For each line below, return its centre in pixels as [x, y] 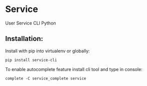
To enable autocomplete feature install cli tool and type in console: [74, 69]
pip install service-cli [31, 60]
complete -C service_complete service [46, 78]
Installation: [24, 39]
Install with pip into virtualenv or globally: [48, 50]
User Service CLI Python [31, 23]
